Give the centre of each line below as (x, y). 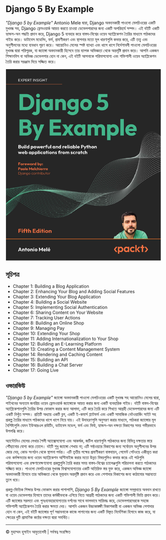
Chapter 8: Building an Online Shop (48, 323)
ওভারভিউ (15, 386)
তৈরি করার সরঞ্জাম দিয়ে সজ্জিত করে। (31, 61)
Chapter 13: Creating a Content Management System (66, 349)
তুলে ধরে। (13, 479)
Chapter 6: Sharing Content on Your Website (58, 312)
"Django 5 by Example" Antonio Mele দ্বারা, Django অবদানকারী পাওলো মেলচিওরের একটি (81, 23)
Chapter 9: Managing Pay (39, 328)
